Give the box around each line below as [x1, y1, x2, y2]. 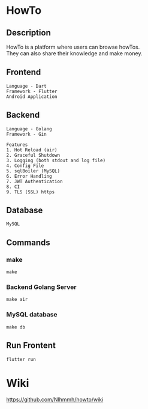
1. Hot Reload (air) [6, 147, 58, 153]
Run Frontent [6, 341, 56, 351]
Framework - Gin [6, 131, 47, 137]
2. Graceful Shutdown [6, 152, 61, 158]
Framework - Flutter [6, 88, 58, 94]
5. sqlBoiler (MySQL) [6, 168, 61, 174]
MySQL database [6, 311, 58, 319]
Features [6, 142, 28, 148]
